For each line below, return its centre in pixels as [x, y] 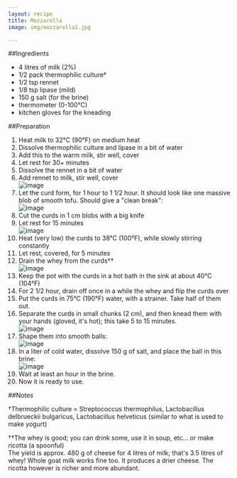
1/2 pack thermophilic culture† [62, 75]
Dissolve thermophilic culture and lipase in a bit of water [100, 148]
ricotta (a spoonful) [36, 445]
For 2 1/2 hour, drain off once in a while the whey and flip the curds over [123, 291]
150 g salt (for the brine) [54, 97]
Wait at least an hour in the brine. [67, 374]
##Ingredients [28, 53]
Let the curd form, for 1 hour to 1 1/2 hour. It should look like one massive [124, 193]
